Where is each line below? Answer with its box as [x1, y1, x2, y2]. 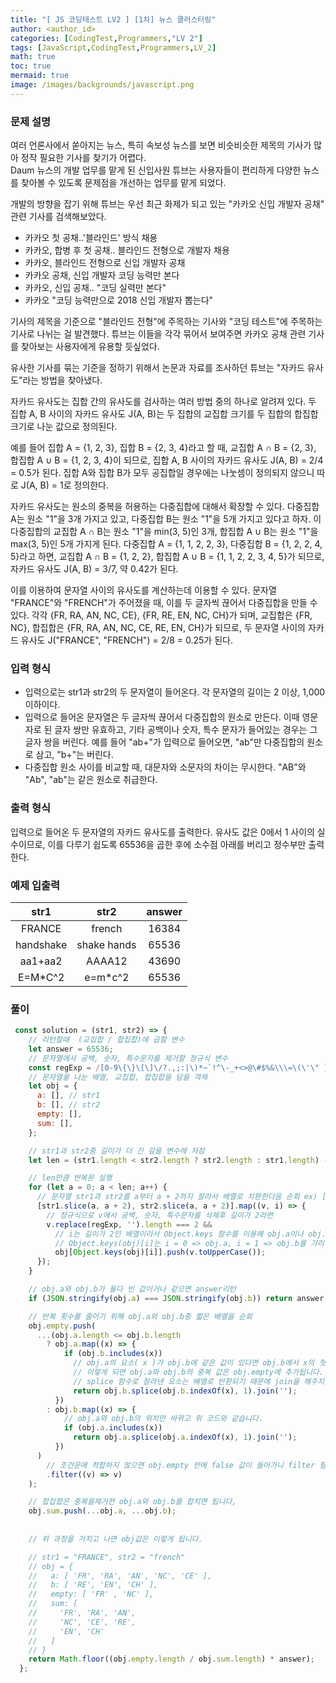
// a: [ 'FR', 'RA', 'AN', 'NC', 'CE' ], [28, 1571, 213, 1581]
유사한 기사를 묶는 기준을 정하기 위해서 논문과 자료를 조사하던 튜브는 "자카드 [10, 362, 305, 374]
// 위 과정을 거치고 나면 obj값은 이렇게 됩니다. [28, 1534, 203, 1544]
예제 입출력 [10, 878, 61, 892]
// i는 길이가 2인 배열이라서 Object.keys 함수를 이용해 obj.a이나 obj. [54, 1229, 327, 1239]
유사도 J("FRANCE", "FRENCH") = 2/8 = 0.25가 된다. [20, 634, 233, 646]
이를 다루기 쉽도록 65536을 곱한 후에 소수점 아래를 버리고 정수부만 [47, 838, 307, 850]
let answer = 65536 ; [28, 1044, 114, 1054]
